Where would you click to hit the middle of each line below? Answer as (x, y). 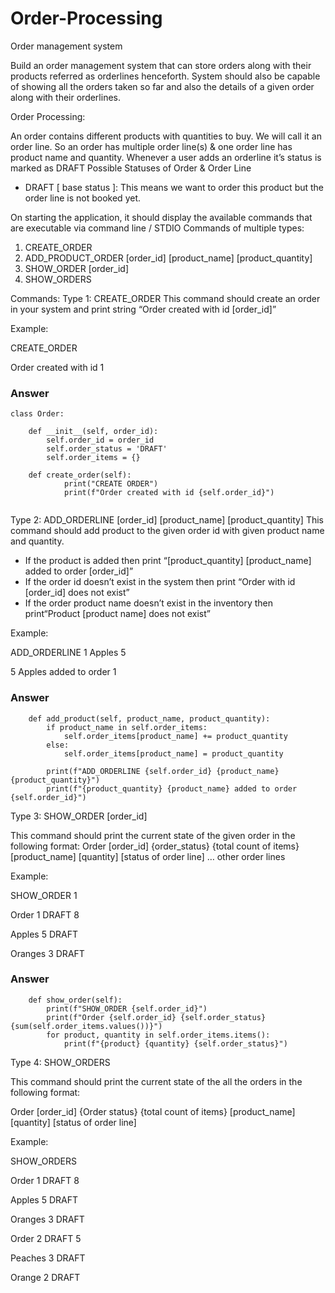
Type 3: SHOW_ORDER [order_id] (79, 816)
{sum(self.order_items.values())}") (86, 1026)
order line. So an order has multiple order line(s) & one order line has (151, 146)
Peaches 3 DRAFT (48, 1258)
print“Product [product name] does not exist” (117, 614)
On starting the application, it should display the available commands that (161, 217)
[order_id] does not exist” (77, 593)
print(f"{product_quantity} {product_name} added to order (172, 788)
